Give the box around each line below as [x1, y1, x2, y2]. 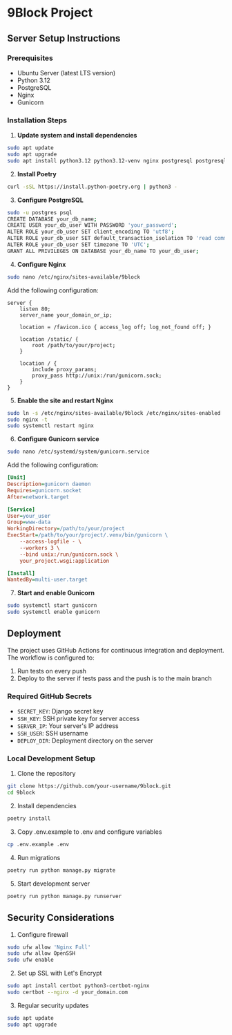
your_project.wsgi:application [19, 557, 110, 564]
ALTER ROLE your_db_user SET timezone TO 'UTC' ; [7, 241, 150, 248]
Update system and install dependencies [17, 131, 137, 140]
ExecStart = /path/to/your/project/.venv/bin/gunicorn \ [7, 532, 168, 539]
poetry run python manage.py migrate [7, 866, 116, 874]
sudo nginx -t [7, 416, 48, 423]
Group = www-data [7, 519, 51, 526]
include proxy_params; [32, 366, 97, 373]
